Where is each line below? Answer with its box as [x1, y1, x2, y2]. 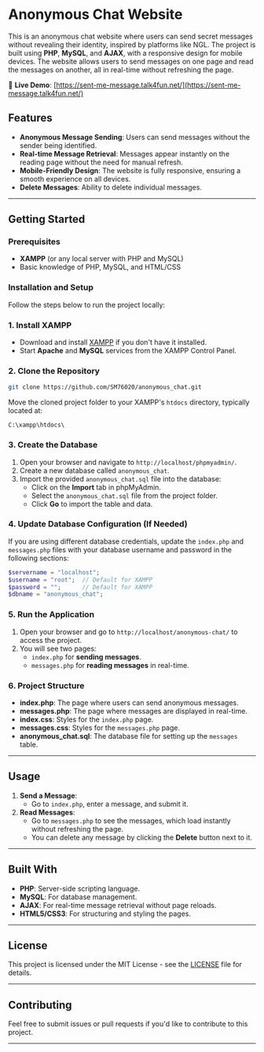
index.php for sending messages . [31, 652, 141, 662]
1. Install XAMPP [8, 319, 72, 330]
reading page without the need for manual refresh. [19, 157, 183, 167]
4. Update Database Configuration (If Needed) [8, 519, 188, 530]
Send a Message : [19, 791, 78, 800]
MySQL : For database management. [19, 891, 137, 902]
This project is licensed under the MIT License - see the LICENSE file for [8, 960, 242, 969]
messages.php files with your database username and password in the [8, 544, 232, 554]
